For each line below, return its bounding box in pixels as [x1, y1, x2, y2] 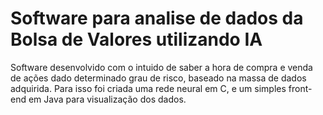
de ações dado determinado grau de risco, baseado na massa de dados [10, 72, 307, 84]
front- [288, 82, 313, 94]
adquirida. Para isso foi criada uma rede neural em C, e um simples [10, 82, 287, 94]
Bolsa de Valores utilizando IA [10, 28, 263, 51]
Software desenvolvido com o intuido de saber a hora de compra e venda [10, 61, 313, 73]
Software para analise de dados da [10, 7, 304, 30]
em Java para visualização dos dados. [28, 93, 187, 105]
